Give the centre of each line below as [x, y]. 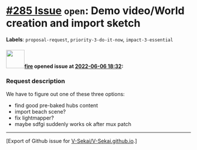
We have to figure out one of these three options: [65, 94]
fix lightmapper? [34, 118]
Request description [36, 81]
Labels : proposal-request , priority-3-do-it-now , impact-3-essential [90, 39]
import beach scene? [40, 111]
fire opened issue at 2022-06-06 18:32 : [74, 66]
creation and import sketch [73, 23]
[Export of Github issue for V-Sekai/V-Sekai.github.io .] [72, 141]
